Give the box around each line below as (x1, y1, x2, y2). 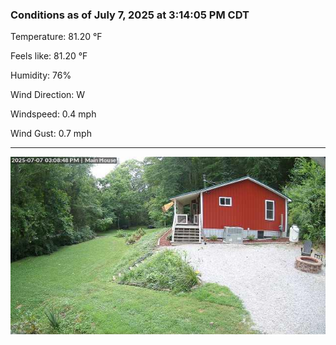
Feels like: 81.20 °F (10, 50, 88, 62)
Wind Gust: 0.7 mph (10, 128, 92, 140)
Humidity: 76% (10, 69, 72, 82)
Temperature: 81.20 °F (10, 31, 103, 43)
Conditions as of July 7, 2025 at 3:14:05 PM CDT (10, 8, 250, 22)
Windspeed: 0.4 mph (10, 108, 97, 120)
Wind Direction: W (10, 89, 86, 101)
